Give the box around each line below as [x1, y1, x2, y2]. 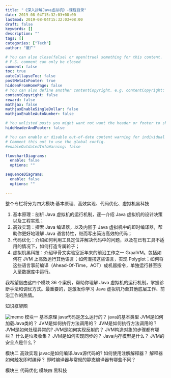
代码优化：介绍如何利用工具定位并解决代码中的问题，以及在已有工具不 [12, 236, 160, 242]
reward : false [5, 97, 36, 102]
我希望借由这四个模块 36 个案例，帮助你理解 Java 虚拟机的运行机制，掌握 [5, 279, 160, 285]
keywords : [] [5, 26, 33, 32]
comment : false [5, 64, 38, 69]
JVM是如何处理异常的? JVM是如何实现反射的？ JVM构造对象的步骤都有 [5, 327, 155, 333]
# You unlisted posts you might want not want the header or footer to [5, 121, 160, 126]
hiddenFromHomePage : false [5, 83, 63, 88]
